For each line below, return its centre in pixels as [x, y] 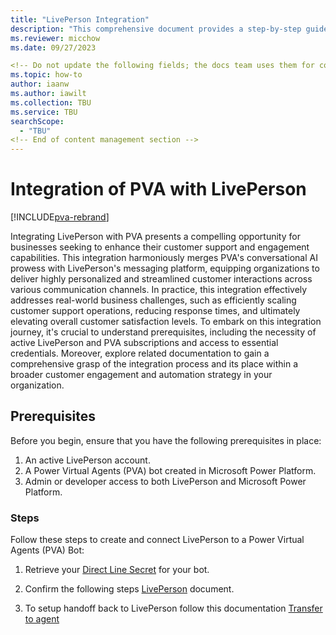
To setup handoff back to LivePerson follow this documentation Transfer [173, 608]
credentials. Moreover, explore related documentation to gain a [140, 353]
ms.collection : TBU [51, 102]
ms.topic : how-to [46, 75]
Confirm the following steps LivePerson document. [129, 589]
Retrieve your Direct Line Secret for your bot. [117, 570]
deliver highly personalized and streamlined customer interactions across [161, 279]
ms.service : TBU [44, 112]
